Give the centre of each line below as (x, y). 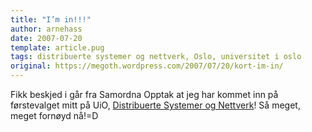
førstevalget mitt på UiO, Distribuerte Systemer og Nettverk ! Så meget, (155, 105)
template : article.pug (57, 47)
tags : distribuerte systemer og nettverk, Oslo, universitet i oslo (156, 57)
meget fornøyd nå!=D (54, 115)
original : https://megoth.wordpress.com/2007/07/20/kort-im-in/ (147, 66)
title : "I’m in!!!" (51, 19)
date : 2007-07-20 (46, 38)
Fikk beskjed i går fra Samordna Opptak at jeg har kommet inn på (144, 94)
